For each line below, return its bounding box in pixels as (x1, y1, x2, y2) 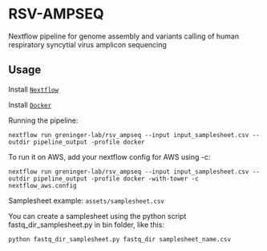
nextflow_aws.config (8, 181, 78, 189)
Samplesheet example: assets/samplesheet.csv (8, 196, 164, 205)
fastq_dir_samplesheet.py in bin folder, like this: (8, 220, 164, 229)
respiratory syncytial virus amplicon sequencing (8, 39, 167, 49)
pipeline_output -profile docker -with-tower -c (33, 174, 199, 183)
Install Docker (8, 99, 52, 109)
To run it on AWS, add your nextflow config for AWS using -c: (8, 152, 211, 161)
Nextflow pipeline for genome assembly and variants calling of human (8, 31, 239, 41)
